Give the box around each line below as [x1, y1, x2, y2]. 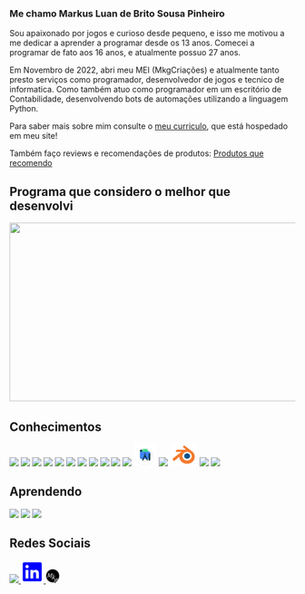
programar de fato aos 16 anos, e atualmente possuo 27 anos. [9, 47, 241, 58]
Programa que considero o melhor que [9, 184, 231, 200]
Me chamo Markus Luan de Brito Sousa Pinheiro [9, 7, 225, 20]
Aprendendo [9, 484, 83, 500]
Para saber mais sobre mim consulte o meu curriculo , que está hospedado [9, 121, 289, 131]
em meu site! [9, 131, 58, 141]
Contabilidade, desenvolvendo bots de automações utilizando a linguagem [9, 93, 289, 104]
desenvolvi [9, 198, 74, 213]
